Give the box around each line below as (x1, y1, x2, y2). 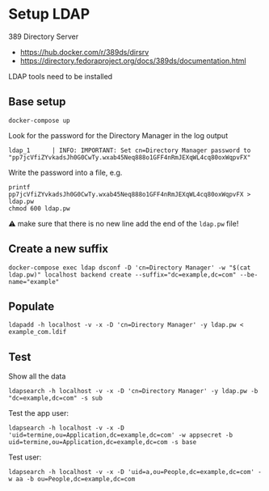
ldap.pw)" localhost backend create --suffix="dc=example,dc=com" (8, 270, 237, 279)
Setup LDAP (8, 5, 90, 23)
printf (8, 183, 31, 191)
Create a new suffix (8, 242, 109, 256)
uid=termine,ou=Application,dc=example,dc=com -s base (8, 438, 197, 447)
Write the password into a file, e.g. (8, 167, 123, 177)
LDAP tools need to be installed (8, 71, 113, 81)
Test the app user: (8, 408, 69, 418)
